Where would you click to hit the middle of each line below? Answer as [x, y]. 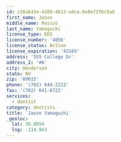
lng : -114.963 [29, 130]
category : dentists [31, 107]
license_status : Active [36, 46]
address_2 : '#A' [27, 62]
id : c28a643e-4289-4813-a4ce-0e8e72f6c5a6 [60, 12]
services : [19, 96]
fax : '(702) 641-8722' [35, 91]
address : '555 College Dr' [40, 57]
